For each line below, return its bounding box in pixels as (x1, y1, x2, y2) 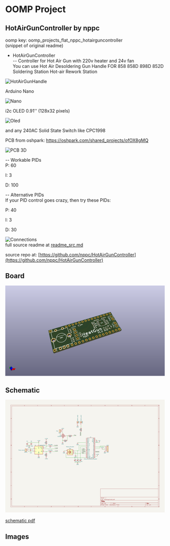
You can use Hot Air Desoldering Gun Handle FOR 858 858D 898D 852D (12, 63, 164, 69)
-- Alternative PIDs (5, 192, 45, 198)
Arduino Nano (5, 88, 34, 94)
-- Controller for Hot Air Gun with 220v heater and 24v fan (12, 58, 135, 64)
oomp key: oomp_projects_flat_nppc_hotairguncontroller (5, 37, 123, 43)
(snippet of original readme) (5, 43, 64, 49)
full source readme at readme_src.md (5, 242, 83, 248)
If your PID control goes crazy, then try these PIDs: (5, 197, 111, 203)
